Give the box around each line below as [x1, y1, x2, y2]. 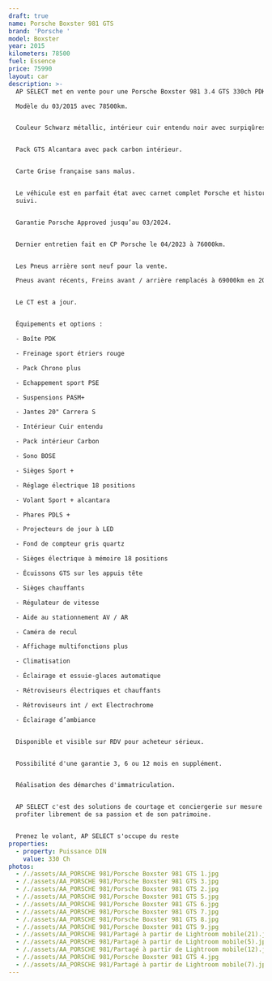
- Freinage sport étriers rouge [15, 349, 125, 357]
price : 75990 [8, 65, 53, 73]
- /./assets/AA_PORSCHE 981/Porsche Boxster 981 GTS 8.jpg [15, 915, 219, 923]
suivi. [15, 197, 38, 205]
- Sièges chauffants [15, 584, 85, 592]
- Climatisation [15, 657, 70, 666]
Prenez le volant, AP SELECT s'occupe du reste [15, 832, 180, 841]
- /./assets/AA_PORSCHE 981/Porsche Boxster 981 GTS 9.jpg [15, 923, 219, 931]
